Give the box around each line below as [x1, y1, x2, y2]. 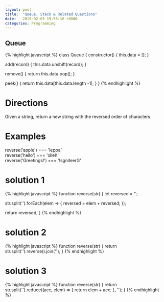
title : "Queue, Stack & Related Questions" [5, 12, 97, 17]
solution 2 [5, 227, 47, 238]
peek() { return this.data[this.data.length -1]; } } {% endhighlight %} [5, 80, 141, 86]
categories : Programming [5, 21, 56, 26]
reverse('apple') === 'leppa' [5, 147, 62, 153]
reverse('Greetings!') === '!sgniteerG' [5, 157, 82, 163]
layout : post [5, 7, 32, 12]
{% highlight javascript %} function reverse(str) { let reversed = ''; [5, 190, 138, 196]
